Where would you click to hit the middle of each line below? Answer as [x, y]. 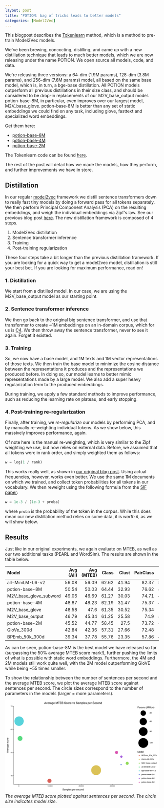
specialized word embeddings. [36, 116]
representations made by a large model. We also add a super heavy [73, 379]
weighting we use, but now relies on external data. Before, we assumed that [81, 448]
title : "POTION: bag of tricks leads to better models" [63, 15]
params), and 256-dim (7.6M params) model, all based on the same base [78, 80]
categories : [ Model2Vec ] [30, 21]
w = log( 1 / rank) [24, 462]
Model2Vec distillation [34, 233]
